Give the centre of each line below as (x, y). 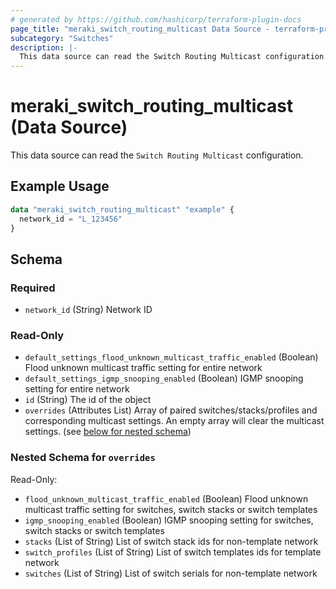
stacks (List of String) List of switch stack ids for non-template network (171, 541)
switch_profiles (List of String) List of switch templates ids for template (173, 552)
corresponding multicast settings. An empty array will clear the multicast (174, 421)
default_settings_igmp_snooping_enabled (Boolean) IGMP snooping (164, 378)
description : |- (44, 47)
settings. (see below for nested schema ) (108, 432)
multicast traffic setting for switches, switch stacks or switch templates (171, 509)
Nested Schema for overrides (83, 458)
